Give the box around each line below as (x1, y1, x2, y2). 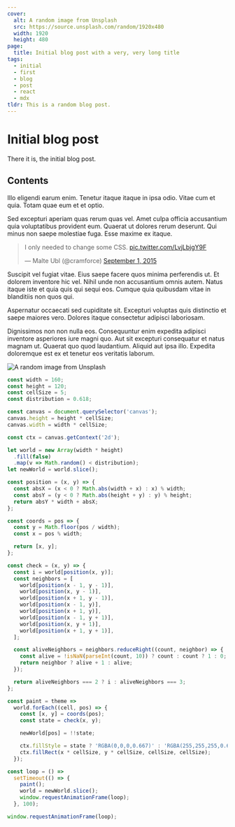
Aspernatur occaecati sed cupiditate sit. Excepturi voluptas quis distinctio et (7, 306, 227, 314)
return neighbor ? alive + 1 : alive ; (20, 659, 133, 667)
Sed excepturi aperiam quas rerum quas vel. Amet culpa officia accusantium (7, 214, 227, 222)
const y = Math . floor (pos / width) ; (13, 524, 120, 531)
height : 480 (13, 36, 49, 43)
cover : (7, 10, 27, 17)
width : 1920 (13, 29, 49, 37)
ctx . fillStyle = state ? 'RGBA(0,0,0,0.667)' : (20, 742, 161, 749)
